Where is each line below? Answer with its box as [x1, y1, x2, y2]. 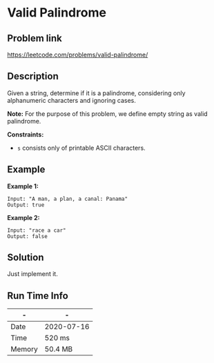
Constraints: [7, 130, 44, 139]
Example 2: [7, 213, 40, 222]
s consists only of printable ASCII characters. [17, 144, 146, 152]
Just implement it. [7, 270, 59, 278]
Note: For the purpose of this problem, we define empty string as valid [7, 109, 208, 118]
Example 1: [7, 181, 39, 190]
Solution [7, 252, 44, 264]
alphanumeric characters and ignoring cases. [7, 96, 136, 104]
